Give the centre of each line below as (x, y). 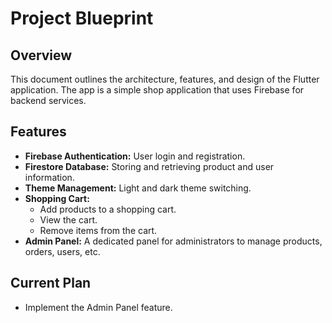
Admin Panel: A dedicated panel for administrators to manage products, (173, 241)
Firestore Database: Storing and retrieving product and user (149, 166)
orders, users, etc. (62, 251)
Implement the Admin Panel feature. (98, 307)
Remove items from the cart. (98, 230)
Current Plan (51, 283)
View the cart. (68, 219)
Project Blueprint (82, 18)
